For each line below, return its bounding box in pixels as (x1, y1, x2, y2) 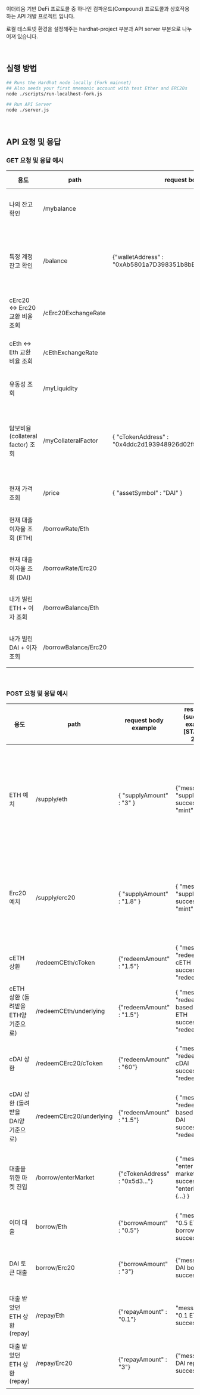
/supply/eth (35, 795, 68, 803)
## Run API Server (6, 101, 52, 107)
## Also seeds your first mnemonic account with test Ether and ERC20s (6, 85, 187, 91)
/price (43, 488, 60, 497)
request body (124, 716, 164, 725)
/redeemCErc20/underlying (35, 1112, 113, 1120)
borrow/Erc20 (35, 1264, 76, 1272)
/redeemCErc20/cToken (35, 1059, 103, 1067)
